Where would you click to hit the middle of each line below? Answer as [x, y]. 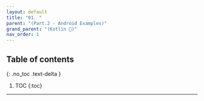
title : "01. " [24, 18]
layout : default [27, 12]
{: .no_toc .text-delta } [34, 74]
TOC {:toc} [29, 85]
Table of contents [40, 59]
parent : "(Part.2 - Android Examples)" [57, 23]
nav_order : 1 [23, 35]
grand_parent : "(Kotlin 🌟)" [42, 29]
